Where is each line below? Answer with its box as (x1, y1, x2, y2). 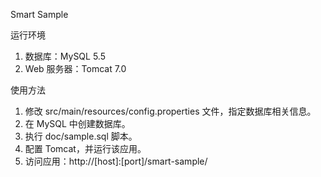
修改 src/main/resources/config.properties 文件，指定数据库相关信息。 (24, 105, 317, 117)
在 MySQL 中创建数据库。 (24, 118, 131, 129)
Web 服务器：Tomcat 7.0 (24, 63, 127, 74)
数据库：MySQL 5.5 (24, 50, 106, 62)
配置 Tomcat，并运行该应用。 (24, 143, 147, 154)
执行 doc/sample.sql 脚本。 (24, 130, 138, 142)
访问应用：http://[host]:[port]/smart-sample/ (24, 155, 208, 167)
